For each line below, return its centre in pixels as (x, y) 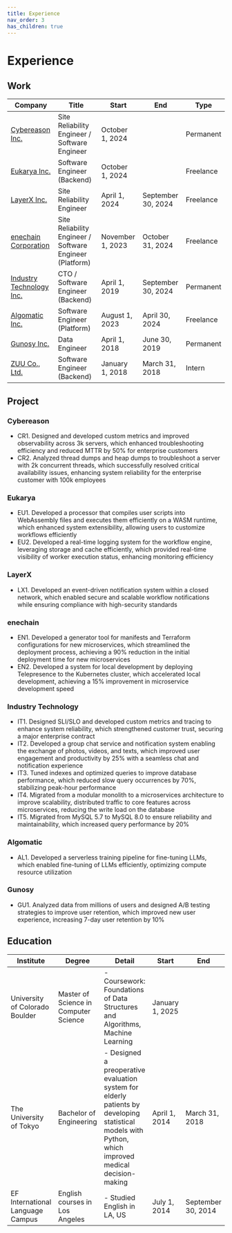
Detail (125, 960)
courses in (75, 1202)
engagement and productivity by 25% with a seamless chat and (108, 758)
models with (124, 1130)
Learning (118, 1041)
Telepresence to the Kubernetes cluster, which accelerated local (109, 674)
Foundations (124, 989)
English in (120, 1206)
